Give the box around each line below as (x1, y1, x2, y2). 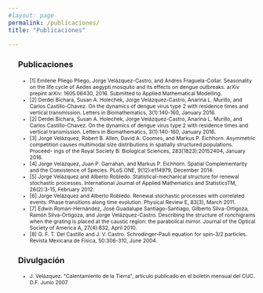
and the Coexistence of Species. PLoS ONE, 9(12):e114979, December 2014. (29, 166, 214, 174)
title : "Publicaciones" (8, 26, 86, 34)
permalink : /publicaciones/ (8, 19, 100, 27)
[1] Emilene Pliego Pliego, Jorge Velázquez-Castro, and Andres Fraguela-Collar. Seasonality (29, 76, 253, 84)
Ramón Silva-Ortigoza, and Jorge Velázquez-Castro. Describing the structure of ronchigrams (29, 211, 256, 219)
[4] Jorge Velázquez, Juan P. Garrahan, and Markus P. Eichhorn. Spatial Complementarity (29, 160, 248, 168)
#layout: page (8, 11, 55, 20)
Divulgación (18, 254, 65, 265)
